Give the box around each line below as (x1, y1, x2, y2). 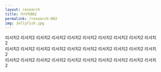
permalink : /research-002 (5, 16, 57, 21)
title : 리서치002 (5, 12, 37, 17)
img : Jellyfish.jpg (5, 20, 45, 26)
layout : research (5, 7, 40, 12)
